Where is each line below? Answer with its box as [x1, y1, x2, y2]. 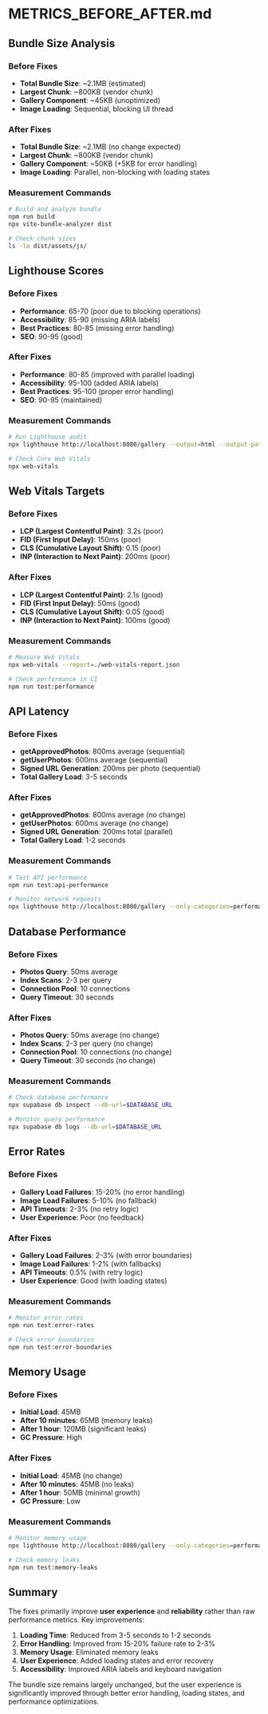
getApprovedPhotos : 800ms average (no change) [19, 810, 186, 820]
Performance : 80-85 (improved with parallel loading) [19, 369, 195, 379]
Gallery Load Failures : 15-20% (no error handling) [19, 1187, 185, 1196]
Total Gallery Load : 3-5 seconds [19, 772, 128, 782]
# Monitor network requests [8, 895, 102, 904]
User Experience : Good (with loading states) [19, 1275, 167, 1285]
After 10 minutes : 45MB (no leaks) [19, 1479, 134, 1488]
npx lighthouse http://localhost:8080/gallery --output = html [8, 440, 216, 448]
